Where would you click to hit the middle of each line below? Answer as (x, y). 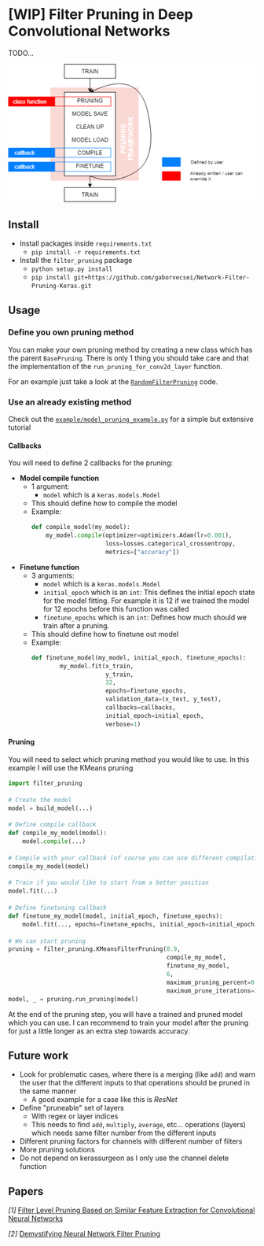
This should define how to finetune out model (105, 634)
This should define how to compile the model (104, 503)
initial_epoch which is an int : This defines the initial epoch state (149, 592)
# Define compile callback (52, 825)
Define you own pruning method (71, 332)
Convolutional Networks (89, 31)
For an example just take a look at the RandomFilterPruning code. (113, 381)
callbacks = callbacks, (141, 708)
